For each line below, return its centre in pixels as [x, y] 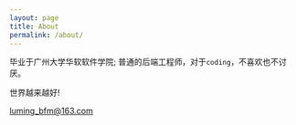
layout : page [34, 18]
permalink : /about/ [47, 35]
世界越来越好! [35, 93]
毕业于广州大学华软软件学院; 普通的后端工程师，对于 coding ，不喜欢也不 [144, 62]
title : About [34, 26]
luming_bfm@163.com [51, 111]
